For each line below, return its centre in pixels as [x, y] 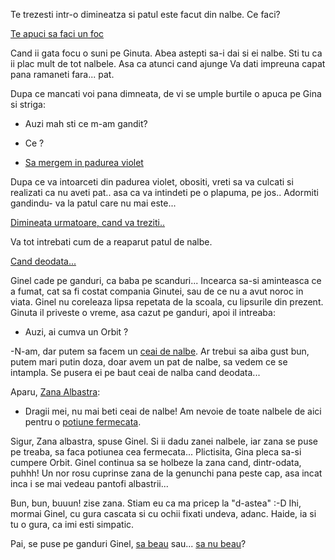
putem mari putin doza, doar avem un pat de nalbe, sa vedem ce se [149, 362]
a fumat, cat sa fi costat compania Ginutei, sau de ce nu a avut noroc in [157, 291]
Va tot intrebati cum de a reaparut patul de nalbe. [111, 242]
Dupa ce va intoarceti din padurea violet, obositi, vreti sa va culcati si [152, 182]
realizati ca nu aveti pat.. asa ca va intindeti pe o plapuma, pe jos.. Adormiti [164, 192]
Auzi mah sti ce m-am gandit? [86, 123]
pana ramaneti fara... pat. [62, 74]
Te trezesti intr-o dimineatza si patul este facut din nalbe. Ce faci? [145, 14]
